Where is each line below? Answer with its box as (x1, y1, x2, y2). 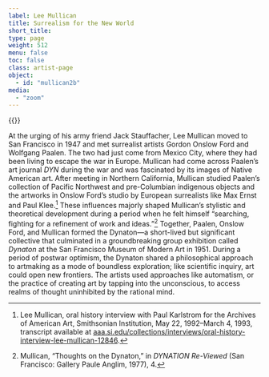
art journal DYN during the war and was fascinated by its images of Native (8, 165, 253, 174)
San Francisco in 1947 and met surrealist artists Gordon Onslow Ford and (8, 139, 250, 149)
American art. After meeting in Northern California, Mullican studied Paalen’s (8, 174, 260, 183)
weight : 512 (8, 42, 48, 50)
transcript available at (19, 327, 92, 336)
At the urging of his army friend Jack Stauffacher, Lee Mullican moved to (8, 131, 248, 141)
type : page (8, 34, 45, 42)
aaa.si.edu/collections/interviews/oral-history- (93, 327, 246, 336)
